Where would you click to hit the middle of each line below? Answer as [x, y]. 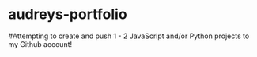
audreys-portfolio [68, 14]
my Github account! [40, 44]
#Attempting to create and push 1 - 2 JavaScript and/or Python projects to [129, 36]
